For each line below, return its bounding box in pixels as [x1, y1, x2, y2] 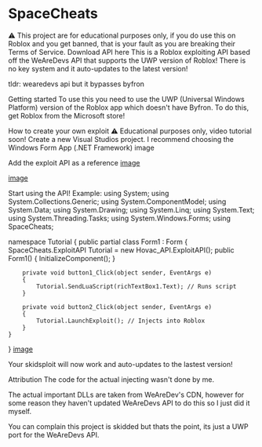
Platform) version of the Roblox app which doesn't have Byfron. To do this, [8, 103, 249, 112]
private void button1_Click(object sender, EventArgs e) [22, 268, 213, 277]
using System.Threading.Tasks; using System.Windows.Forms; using [8, 213, 231, 223]
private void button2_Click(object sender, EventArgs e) [22, 303, 213, 311]
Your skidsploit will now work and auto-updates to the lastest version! [8, 359, 233, 369]
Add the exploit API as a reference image [8, 158, 140, 167]
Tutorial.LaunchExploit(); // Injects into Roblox [36, 317, 206, 325]
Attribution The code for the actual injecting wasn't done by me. [8, 374, 215, 384]
